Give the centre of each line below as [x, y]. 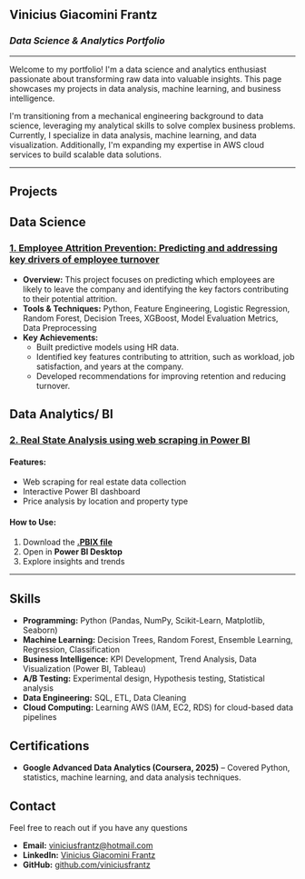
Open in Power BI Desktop [72, 552]
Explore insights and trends [74, 562]
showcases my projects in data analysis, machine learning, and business [145, 88]
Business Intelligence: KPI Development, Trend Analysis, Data [139, 659]
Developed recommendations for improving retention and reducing [161, 375]
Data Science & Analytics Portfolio [87, 41]
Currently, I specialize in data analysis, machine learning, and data [133, 135]
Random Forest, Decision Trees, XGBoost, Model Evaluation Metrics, [150, 318]
